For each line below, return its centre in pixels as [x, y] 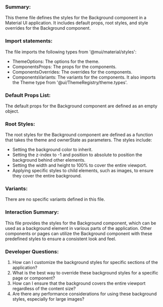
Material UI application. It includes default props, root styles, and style [77, 23]
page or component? [34, 278]
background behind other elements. [49, 160]
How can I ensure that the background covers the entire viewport [79, 283]
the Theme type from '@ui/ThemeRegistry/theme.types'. [70, 82]
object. [12, 111]
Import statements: [29, 41]
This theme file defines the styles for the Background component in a [76, 18]
